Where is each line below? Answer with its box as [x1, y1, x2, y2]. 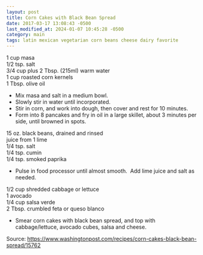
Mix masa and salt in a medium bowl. [15, 92, 109, 99]
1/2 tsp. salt [6, 60, 35, 68]
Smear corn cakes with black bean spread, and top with [15, 217, 155, 224]
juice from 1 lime [6, 136, 48, 143]
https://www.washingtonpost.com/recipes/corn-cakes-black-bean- [27, 235, 197, 242]
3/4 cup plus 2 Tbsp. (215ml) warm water [6, 67, 110, 74]
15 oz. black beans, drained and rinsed [6, 129, 104, 137]
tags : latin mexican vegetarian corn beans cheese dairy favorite [6, 37, 179, 43]
